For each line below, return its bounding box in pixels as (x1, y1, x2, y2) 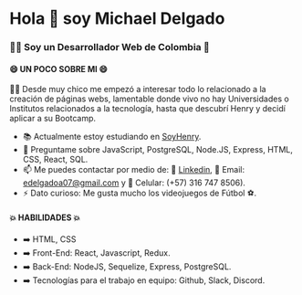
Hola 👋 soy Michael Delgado (9, 8, 225, 29)
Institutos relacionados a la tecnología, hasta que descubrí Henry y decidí (9, 103, 286, 114)
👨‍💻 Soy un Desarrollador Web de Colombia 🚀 (9, 41, 210, 54)
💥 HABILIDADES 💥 (9, 212, 80, 223)
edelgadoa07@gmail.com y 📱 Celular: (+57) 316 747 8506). (22, 177, 246, 188)
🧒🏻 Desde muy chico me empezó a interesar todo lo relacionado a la (9, 84, 266, 95)
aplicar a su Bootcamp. (9, 113, 97, 124)
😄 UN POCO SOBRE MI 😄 (9, 63, 108, 74)
